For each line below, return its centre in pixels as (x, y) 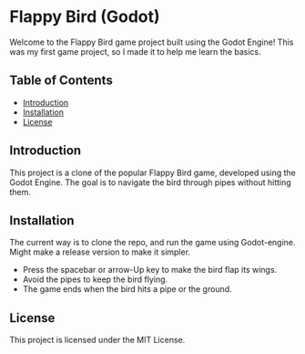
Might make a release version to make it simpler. (100, 252)
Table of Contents (61, 81)
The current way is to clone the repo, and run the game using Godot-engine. (152, 243)
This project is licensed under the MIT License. (97, 340)
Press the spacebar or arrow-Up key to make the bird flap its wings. (150, 270)
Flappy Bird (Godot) (85, 17)
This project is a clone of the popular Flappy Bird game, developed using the (152, 172)
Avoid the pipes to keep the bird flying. (95, 279)
